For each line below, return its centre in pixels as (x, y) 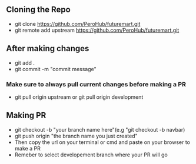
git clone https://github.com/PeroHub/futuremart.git (77, 24)
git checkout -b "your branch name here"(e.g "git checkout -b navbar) (100, 129)
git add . (25, 63)
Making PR (26, 116)
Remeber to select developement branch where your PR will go (91, 155)
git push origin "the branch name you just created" (76, 136)
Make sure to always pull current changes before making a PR (96, 84)
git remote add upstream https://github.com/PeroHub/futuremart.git (97, 30)
